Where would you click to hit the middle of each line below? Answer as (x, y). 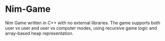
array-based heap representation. (39, 33)
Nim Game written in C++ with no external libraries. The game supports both (83, 23)
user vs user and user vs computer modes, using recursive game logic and (81, 28)
